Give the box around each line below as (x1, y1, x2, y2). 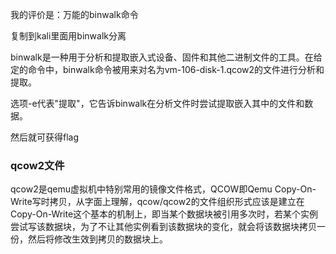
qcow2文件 (10, 158, 65, 172)
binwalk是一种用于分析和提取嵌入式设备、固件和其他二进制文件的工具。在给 (10, 51, 323, 63)
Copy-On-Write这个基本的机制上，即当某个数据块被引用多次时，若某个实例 (10, 208, 319, 220)
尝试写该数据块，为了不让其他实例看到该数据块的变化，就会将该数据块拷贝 (10, 221, 317, 233)
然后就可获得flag (10, 131, 80, 143)
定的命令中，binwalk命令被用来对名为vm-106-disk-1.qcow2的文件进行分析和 (10, 64, 325, 75)
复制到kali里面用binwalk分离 (10, 30, 127, 42)
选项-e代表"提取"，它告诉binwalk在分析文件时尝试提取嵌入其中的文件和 (10, 98, 305, 109)
